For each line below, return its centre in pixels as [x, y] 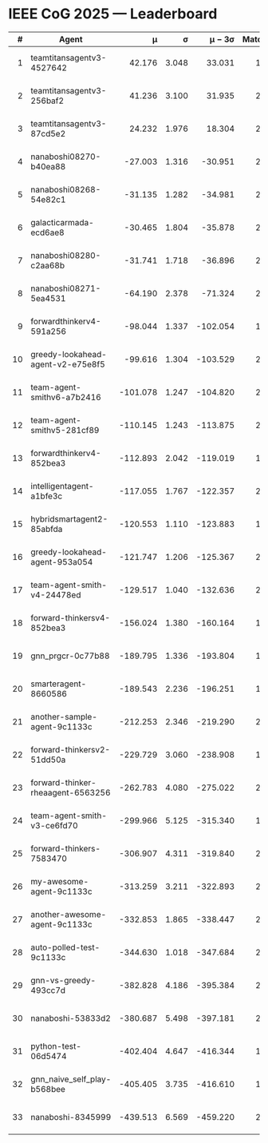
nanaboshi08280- [66, 255]
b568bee [48, 1089]
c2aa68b [48, 265]
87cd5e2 [48, 133]
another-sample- [64, 716]
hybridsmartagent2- [69, 518]
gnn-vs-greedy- [63, 980]
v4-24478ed [56, 594]
